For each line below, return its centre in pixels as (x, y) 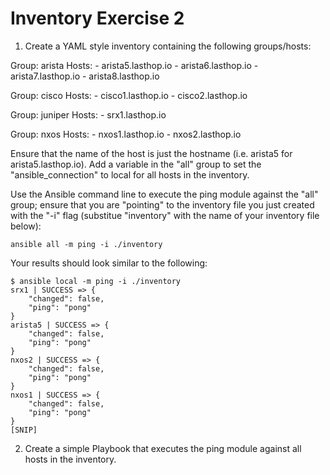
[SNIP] (24, 430)
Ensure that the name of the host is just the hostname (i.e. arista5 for (151, 153)
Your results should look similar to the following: (109, 263)
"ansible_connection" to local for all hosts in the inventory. (130, 174)
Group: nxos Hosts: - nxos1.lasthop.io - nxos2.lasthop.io (126, 134)
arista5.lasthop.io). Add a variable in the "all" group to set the (136, 164)
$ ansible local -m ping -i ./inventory (96, 281)
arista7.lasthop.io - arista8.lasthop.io (85, 76)
